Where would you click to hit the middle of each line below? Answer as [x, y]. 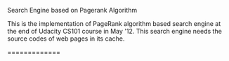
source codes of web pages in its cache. [66, 39]
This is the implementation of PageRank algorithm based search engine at [114, 23]
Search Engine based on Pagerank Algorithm [72, 10]
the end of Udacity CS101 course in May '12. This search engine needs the [115, 31]
